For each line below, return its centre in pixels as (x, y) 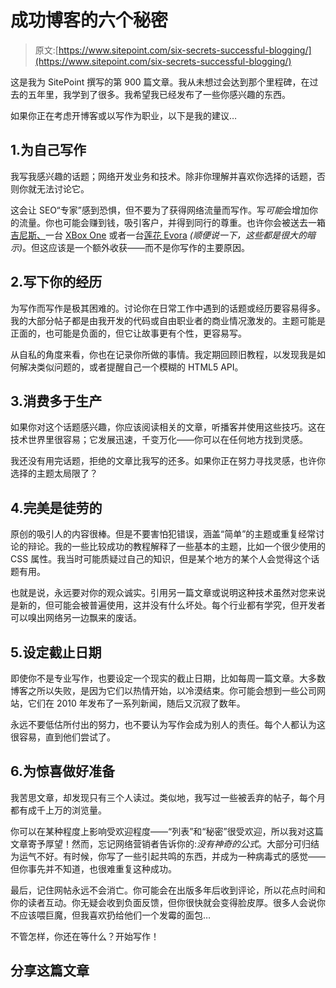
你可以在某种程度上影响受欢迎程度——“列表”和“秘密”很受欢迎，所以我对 (158, 831)
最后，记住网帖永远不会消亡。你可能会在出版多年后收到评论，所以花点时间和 (168, 890)
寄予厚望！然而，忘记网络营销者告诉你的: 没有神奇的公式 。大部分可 (165, 843)
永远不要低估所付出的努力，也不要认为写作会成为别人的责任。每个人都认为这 (168, 724)
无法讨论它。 (63, 188)
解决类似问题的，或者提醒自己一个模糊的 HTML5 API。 (131, 367)
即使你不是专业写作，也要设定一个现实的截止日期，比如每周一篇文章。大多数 (168, 678)
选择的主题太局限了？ (54, 473)
